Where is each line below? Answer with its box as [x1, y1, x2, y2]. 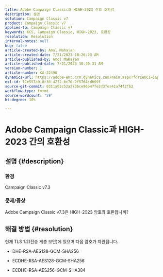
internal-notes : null [5, 39, 49, 44]
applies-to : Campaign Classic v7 [5, 25, 73, 30]
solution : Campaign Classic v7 [5, 16, 68, 21]
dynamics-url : [5, 75, 34, 80]
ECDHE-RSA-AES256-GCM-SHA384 [12, 267, 86, 273]
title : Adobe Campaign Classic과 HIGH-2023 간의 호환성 [5, 7, 114, 12]
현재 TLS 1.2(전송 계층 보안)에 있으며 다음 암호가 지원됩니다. [5, 239, 119, 244]
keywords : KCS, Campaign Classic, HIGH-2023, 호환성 [5, 30, 111, 35]
